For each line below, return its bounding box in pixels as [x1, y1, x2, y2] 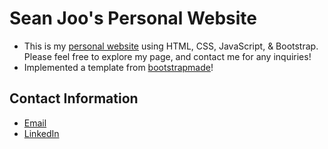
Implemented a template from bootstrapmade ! [23, 61, 214, 73]
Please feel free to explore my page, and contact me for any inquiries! [23, 50, 312, 62]
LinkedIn [23, 127, 60, 139]
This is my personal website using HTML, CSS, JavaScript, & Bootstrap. [23, 40, 319, 52]
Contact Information [9, 90, 139, 107]
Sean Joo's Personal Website [9, 7, 258, 30]
